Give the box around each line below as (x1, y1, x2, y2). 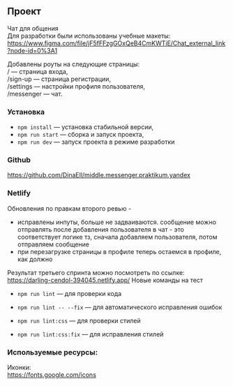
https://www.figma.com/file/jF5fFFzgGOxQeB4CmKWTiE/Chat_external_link (7, 38, 226, 47)
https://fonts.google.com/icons (7, 371, 96, 379)
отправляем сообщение (17, 240, 89, 248)
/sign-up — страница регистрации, (7, 75, 112, 83)
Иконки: (7, 363, 31, 371)
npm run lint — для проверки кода (17, 289, 122, 297)
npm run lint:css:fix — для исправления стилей (17, 329, 164, 338)
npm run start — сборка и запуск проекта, (17, 131, 144, 139)
